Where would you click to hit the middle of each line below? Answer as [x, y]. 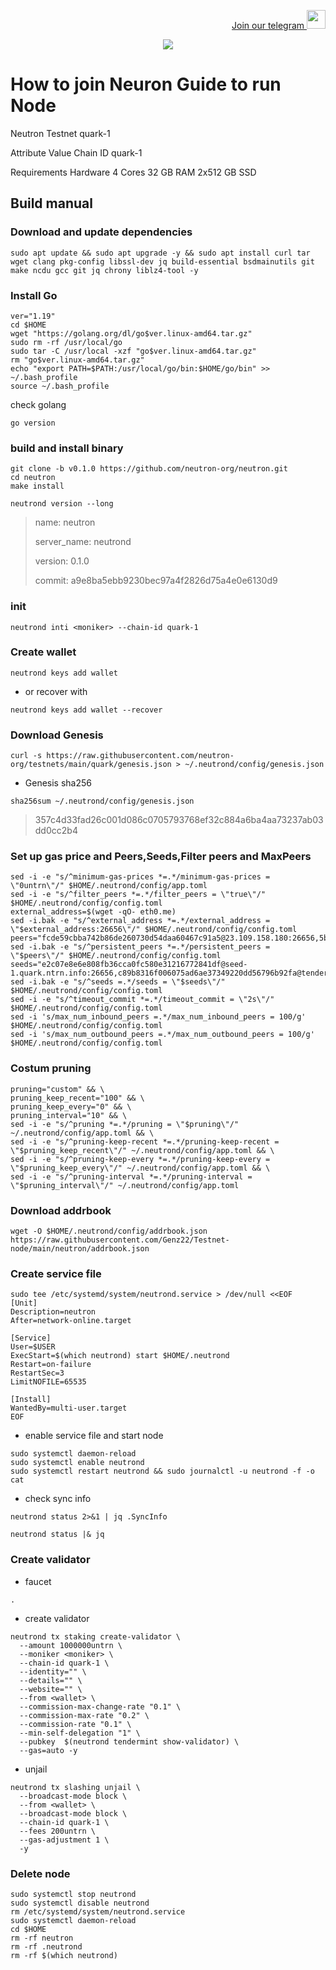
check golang [38, 404]
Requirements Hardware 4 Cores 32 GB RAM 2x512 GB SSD [133, 172]
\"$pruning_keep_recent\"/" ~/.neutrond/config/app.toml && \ [142, 1150]
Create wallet [43, 652]
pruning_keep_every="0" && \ [71, 1106]
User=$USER [33, 1347]
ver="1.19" [33, 316]
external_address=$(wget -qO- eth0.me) [93, 912]
